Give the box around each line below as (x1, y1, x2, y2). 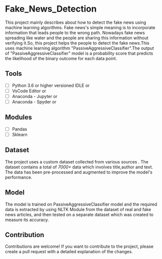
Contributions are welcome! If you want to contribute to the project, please (5, 243, 154, 249)
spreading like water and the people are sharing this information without (5, 35, 148, 41)
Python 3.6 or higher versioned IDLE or (12, 82, 90, 88)
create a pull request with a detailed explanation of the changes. (5, 249, 133, 255)
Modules (5, 113, 32, 122)
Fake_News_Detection (5, 3, 97, 15)
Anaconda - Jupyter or (12, 93, 58, 99)
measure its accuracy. (5, 217, 49, 223)
